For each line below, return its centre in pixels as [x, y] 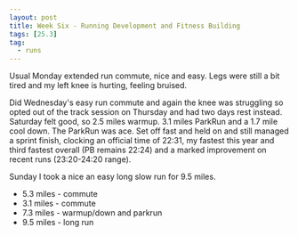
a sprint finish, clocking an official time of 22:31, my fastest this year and [142, 141]
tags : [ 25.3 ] [33, 34]
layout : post [33, 17]
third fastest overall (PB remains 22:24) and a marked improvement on [138, 150]
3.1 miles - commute [59, 203]
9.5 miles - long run [58, 223]
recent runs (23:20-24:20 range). [70, 159]
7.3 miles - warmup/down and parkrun [92, 213]
